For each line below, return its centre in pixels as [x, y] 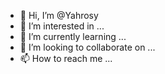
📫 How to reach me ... [66, 58]
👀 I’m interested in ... [62, 26]
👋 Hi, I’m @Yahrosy [59, 15]
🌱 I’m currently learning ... [73, 36]
